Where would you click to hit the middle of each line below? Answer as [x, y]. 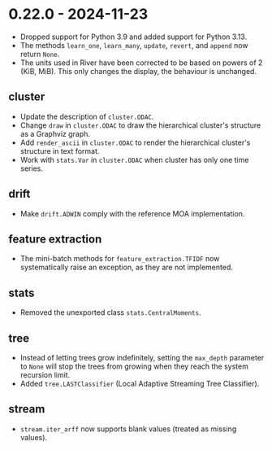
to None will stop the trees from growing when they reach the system [134, 366]
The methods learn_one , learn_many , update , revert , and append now [134, 45]
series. [31, 168]
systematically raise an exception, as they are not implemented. [127, 267]
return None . [40, 54]
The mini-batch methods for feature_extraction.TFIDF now [120, 259]
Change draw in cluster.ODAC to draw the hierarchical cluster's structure [140, 125]
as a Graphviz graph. [55, 133]
